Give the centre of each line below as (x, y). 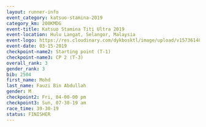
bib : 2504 (19, 74)
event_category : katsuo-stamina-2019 (55, 18)
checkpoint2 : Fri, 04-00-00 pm (46, 97)
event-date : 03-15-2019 (37, 46)
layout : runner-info (33, 12)
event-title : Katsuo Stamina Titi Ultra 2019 (65, 29)
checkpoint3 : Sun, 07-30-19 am (46, 103)
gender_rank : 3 (26, 69)
